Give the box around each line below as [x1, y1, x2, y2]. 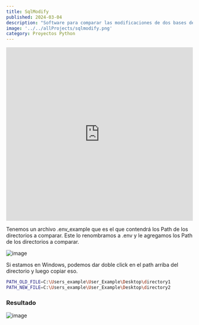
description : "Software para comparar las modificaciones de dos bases [6, 20, 187, 26]
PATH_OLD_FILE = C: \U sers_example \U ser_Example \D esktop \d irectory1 [6, 279, 171, 285]
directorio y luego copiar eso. [6, 267, 78, 275]
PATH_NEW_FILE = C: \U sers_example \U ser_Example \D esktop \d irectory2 [6, 285, 171, 291]
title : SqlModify [6, 8, 49, 15]
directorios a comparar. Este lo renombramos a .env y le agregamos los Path [6, 232, 192, 239]
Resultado [6, 298, 37, 307]
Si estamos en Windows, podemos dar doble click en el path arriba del [6, 262, 179, 269]
